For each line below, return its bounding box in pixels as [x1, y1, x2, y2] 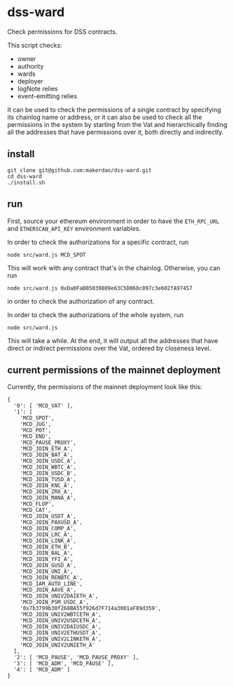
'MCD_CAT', [20, 506, 52, 514]
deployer [17, 76, 43, 85]
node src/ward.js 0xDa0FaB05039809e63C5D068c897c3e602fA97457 [7, 285, 193, 292]
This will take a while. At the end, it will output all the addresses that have [7, 336, 219, 344]
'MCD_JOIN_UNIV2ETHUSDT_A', [20, 629, 102, 637]
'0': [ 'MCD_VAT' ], [13, 403, 74, 410]
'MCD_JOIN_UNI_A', [20, 568, 74, 575]
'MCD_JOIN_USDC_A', [20, 457, 77, 465]
